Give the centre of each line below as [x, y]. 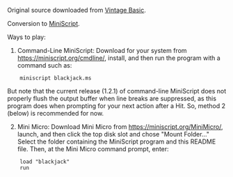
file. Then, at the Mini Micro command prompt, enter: [93, 149]
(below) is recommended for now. [56, 113]
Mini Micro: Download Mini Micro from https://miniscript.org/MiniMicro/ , [120, 127]
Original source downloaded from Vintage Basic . [77, 10]
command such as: [45, 65]
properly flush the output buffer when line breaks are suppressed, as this [112, 98]
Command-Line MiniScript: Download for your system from [102, 51]
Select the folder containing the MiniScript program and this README [116, 141]
